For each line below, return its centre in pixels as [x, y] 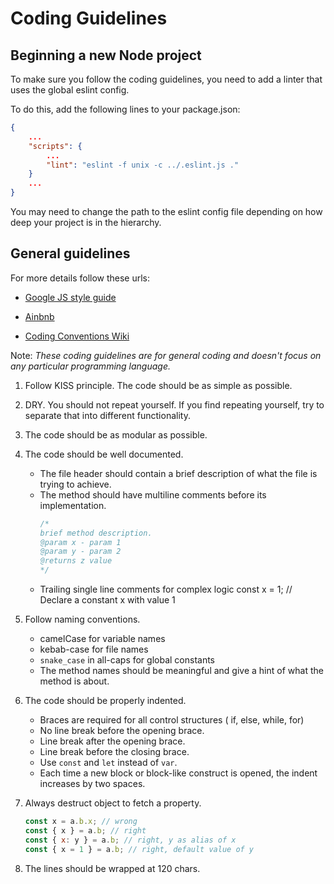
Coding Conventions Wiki [77, 336]
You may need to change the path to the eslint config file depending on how [166, 211]
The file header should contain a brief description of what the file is [178, 473]
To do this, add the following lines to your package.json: [125, 109]
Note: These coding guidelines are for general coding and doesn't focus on [166, 355]
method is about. [74, 681]
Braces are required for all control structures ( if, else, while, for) [172, 720]
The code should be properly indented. [105, 701]
